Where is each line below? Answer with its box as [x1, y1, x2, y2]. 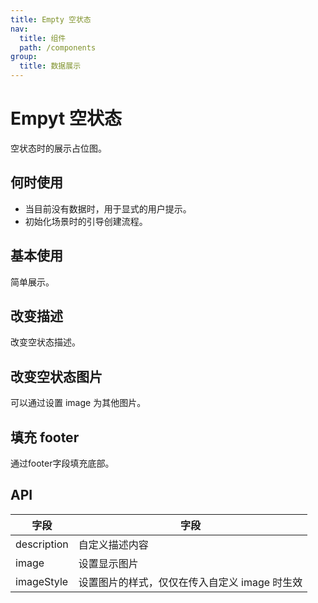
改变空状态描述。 [10, 336, 81, 348]
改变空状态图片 [10, 368, 103, 385]
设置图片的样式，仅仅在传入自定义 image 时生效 [78, 575, 303, 589]
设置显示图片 [78, 556, 139, 570]
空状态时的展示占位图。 [10, 142, 107, 154]
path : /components [19, 42, 97, 53]
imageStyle [15, 574, 69, 588]
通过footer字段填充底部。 [10, 457, 115, 469]
